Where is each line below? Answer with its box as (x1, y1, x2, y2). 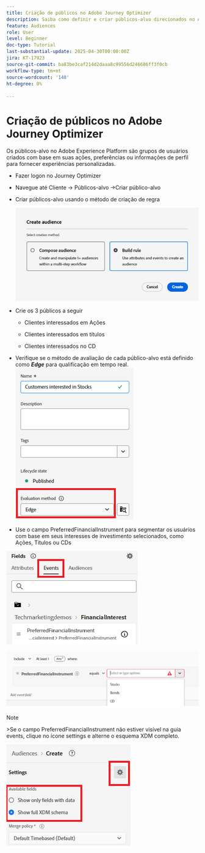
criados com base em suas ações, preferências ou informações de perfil (6, 154, 189, 161)
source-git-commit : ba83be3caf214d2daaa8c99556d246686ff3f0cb (6, 61, 168, 67)
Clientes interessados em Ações (24, 319, 106, 326)
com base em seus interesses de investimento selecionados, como (15, 533, 184, 540)
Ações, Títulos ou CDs (15, 539, 72, 546)
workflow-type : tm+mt (6, 68, 62, 74)
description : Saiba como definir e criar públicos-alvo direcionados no (6, 16, 195, 23)
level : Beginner (6, 35, 48, 42)
